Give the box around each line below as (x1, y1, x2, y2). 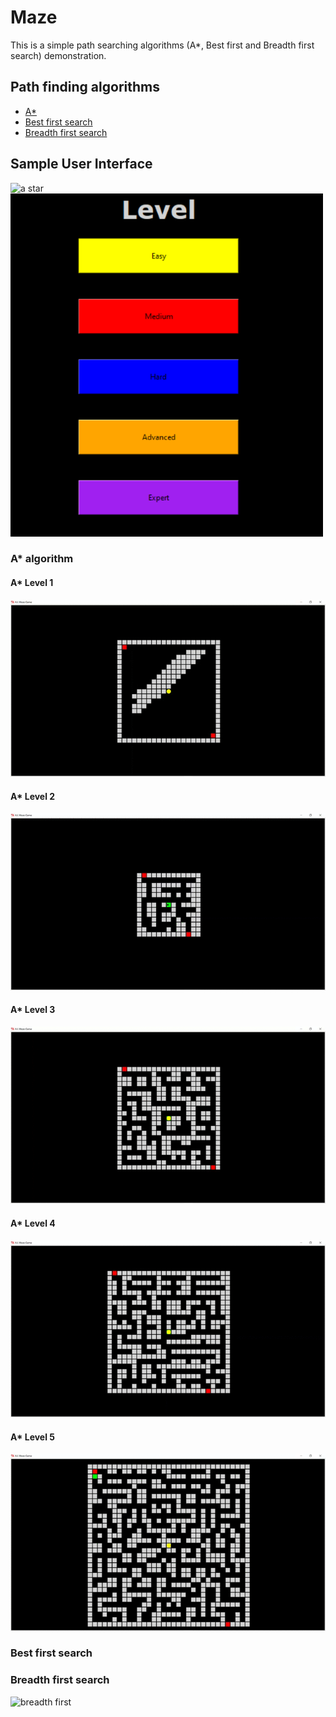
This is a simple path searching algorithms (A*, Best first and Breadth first (10, 39, 315, 51)
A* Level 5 (10, 1431, 56, 1443)
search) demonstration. (10, 49, 107, 61)
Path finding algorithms (10, 79, 160, 96)
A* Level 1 (10, 577, 54, 589)
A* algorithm (10, 552, 74, 566)
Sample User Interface (10, 156, 153, 173)
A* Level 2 (10, 790, 56, 802)
